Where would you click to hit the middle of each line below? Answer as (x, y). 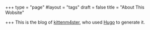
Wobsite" (15, 12)
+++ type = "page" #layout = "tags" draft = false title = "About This (75, 7)
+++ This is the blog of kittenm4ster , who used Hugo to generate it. (75, 22)
